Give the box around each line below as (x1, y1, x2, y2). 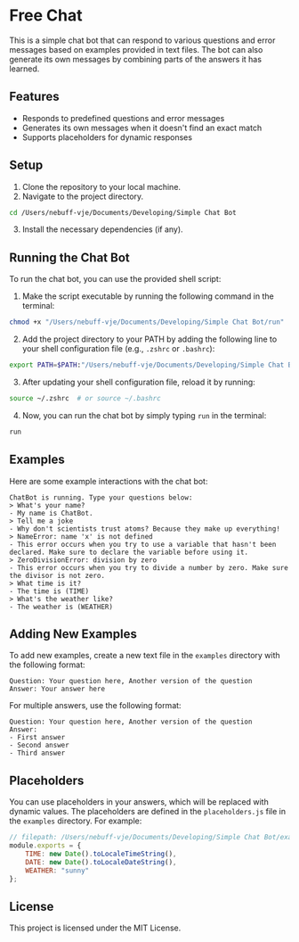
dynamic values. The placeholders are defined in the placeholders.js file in (9, 806, 287, 817)
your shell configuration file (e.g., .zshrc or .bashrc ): (21, 343, 215, 354)
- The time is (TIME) (9, 586, 90, 596)
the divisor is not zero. (9, 571, 105, 580)
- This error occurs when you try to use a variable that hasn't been (9, 540, 277, 549)
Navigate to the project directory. (21, 191, 144, 202)
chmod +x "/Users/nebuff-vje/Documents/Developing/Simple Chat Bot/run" (9, 318, 285, 326)
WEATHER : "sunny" (25, 866, 90, 875)
